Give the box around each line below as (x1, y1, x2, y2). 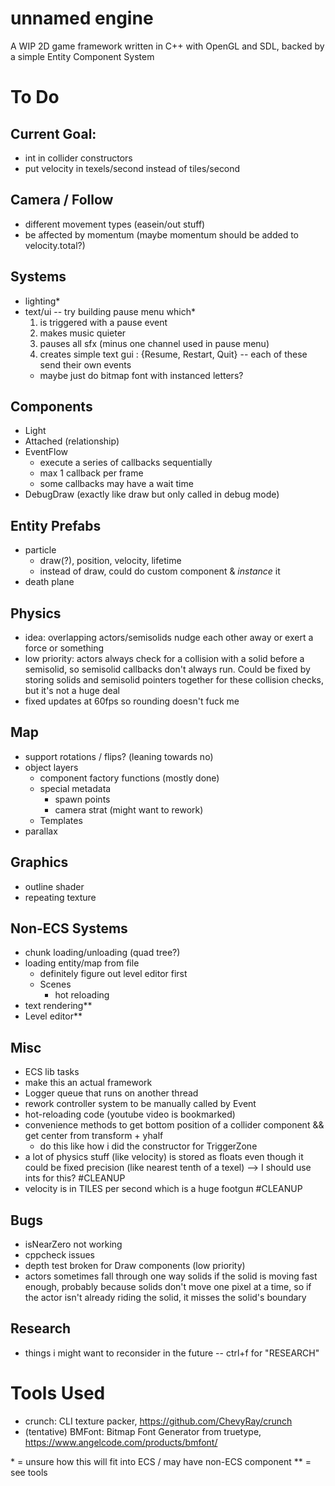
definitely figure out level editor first (39, 968, 188, 980)
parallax (24, 825, 58, 837)
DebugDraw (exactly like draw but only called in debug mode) (24, 488, 280, 501)
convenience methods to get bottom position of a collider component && (24, 1119, 325, 1131)
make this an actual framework (24, 1077, 153, 1089)
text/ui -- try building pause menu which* (24, 305, 196, 317)
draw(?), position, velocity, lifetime (39, 555, 182, 567)
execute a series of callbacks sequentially (39, 457, 213, 469)
